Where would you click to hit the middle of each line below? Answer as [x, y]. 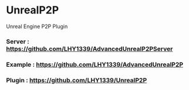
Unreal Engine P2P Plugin [37, 26]
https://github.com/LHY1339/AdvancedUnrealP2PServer [90, 49]
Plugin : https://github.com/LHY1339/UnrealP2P [77, 80]
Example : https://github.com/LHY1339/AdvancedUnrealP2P [95, 64]
